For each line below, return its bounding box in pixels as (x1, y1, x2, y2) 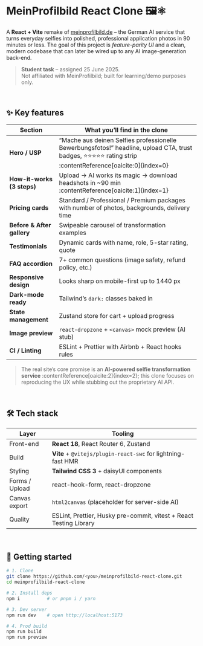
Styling (9, 467, 29, 475)
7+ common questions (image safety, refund (59, 256, 186, 264)
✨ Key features (6, 108, 65, 118)
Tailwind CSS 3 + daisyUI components (51, 467, 162, 475)
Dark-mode (9, 290, 44, 299)
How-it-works (9, 175, 53, 183)
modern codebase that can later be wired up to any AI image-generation (6, 47, 187, 54)
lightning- (156, 449, 185, 457)
